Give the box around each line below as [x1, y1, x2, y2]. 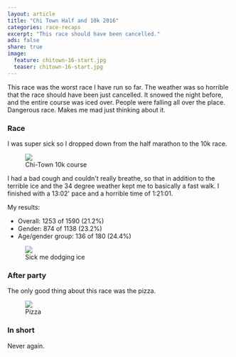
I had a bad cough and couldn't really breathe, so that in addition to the [7, 174, 215, 182]
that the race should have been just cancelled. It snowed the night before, [7, 90, 224, 99]
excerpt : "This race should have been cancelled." [7, 30, 161, 38]
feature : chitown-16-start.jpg [14, 57, 107, 64]
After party [7, 270, 47, 280]
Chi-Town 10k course [25, 160, 87, 169]
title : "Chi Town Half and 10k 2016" [7, 17, 119, 24]
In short [7, 325, 36, 335]
